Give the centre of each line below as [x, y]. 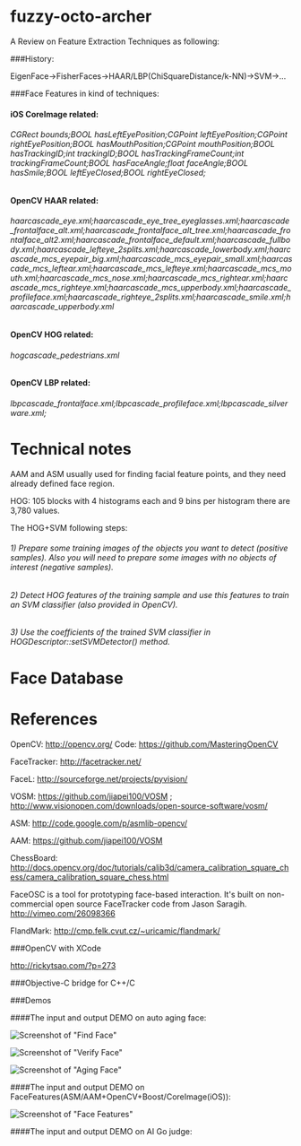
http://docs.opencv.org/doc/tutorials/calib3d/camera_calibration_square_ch [150, 867]
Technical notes [71, 449]
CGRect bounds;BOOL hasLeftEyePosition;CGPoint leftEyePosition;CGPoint [149, 135]
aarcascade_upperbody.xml [62, 307]
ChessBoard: [34, 857]
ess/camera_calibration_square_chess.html [90, 877]
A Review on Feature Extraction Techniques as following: [115, 41]
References [54, 719]
